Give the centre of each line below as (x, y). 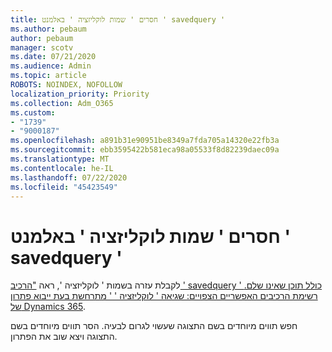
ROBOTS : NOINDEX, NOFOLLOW (66, 85)
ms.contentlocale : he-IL (62, 168)
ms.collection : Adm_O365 (62, 103)
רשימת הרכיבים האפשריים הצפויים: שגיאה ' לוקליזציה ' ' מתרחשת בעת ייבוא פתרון (164, 296)
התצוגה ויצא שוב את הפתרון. (64, 337)
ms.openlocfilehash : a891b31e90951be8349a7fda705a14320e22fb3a (145, 141)
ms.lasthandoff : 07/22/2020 (69, 177)
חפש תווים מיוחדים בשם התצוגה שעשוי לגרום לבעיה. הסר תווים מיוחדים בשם (154, 326)
